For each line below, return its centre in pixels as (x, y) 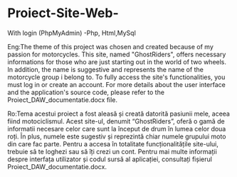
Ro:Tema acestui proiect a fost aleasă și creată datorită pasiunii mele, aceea (118, 113)
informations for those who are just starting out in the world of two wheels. (117, 61)
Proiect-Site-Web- (63, 13)
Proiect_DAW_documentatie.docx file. (63, 100)
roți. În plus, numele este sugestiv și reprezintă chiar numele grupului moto (117, 136)
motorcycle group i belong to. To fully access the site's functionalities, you (116, 77)
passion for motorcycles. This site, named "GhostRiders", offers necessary (117, 54)
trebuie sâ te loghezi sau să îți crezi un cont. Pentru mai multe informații (112, 151)
